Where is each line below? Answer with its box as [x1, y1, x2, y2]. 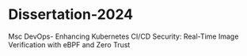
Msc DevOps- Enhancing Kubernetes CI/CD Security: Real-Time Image [8, 32, 239, 41]
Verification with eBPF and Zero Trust [8, 39, 131, 49]
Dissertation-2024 [8, 6, 134, 24]
